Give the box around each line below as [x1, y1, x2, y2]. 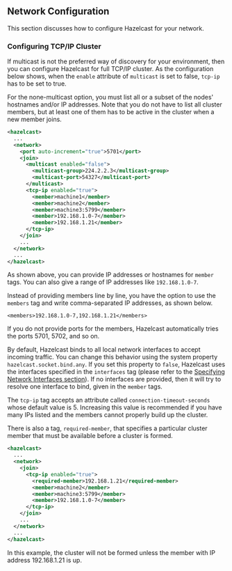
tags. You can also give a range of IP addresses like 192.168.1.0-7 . [7, 278, 199, 286]
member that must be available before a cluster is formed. [7, 432, 174, 440]
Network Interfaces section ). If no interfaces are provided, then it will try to [7, 375, 222, 384]
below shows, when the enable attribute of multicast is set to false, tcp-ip [7, 72, 220, 81]
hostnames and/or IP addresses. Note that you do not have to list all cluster [7, 100, 222, 109]
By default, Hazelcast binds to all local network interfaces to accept [7, 345, 201, 354]
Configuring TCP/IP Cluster [7, 41, 102, 51]
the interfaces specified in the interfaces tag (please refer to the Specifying [7, 368, 226, 376]
